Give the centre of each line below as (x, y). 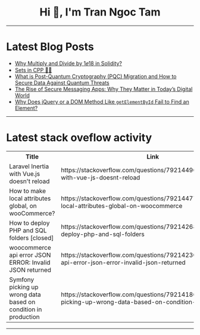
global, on (23, 206)
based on (22, 302)
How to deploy (29, 223)
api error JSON (30, 255)
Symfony (22, 280)
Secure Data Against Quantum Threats (62, 82)
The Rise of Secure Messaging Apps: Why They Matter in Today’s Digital (104, 89)
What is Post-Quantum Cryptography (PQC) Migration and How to (96, 76)
